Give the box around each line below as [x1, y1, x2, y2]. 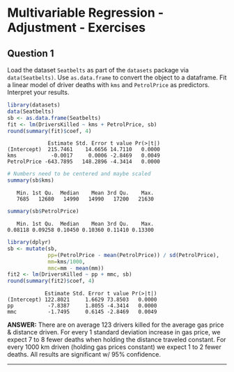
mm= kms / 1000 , [47, 258, 86, 265]
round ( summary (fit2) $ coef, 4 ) [7, 277, 95, 285]
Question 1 [7, 47, 54, 59]
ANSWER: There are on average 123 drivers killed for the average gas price [7, 320, 224, 329]
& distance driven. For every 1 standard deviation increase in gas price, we [7, 328, 221, 336]
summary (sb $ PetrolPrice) [7, 208, 79, 215]
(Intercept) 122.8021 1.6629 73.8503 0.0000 [7, 296, 157, 304]
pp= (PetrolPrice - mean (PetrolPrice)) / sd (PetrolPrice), [47, 251, 219, 258]
